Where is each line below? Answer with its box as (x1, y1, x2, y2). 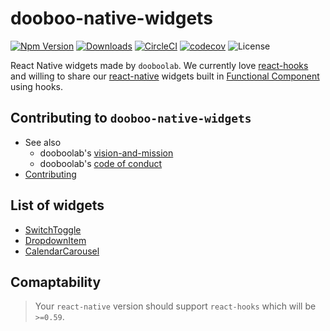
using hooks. (10, 80, 64, 92)
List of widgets (10, 197, 105, 214)
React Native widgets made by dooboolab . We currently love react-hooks (10, 59, 309, 71)
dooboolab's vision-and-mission (39, 147, 174, 159)
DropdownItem (24, 234, 87, 246)
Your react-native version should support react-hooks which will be (34, 300, 317, 312)
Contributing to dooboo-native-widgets (10, 110, 252, 127)
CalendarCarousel (24, 245, 100, 257)
